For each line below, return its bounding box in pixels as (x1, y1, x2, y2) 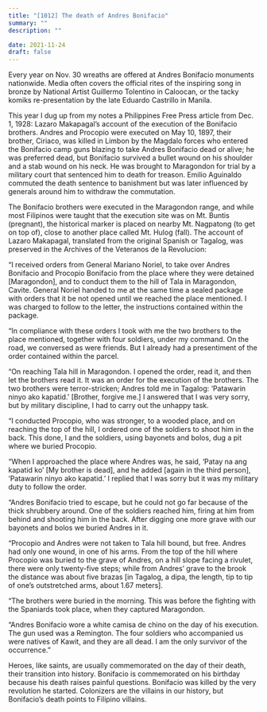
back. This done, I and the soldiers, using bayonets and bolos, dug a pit (8, 433, 242, 442)
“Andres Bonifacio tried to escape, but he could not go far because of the (8, 498, 249, 508)
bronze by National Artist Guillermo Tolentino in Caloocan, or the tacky (8, 87, 239, 96)
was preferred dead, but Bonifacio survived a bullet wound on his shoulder (8, 153, 253, 163)
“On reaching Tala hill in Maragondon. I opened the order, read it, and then (8, 367, 252, 376)
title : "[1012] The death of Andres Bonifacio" (8, 11, 169, 20)
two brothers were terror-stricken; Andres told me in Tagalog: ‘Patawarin (8, 383, 246, 394)
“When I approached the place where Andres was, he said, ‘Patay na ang (8, 457, 248, 466)
